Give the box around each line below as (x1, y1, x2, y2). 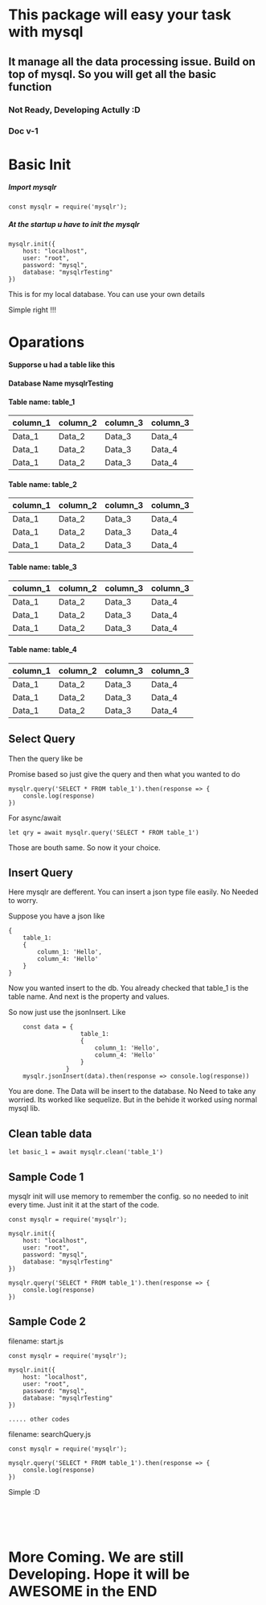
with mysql (8, 23, 84, 41)
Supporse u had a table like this (8, 360, 115, 369)
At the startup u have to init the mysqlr (8, 220, 140, 229)
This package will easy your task (8, 6, 231, 24)
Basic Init (8, 155, 72, 174)
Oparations (8, 332, 85, 351)
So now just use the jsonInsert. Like (8, 1008, 126, 1017)
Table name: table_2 (8, 479, 78, 489)
